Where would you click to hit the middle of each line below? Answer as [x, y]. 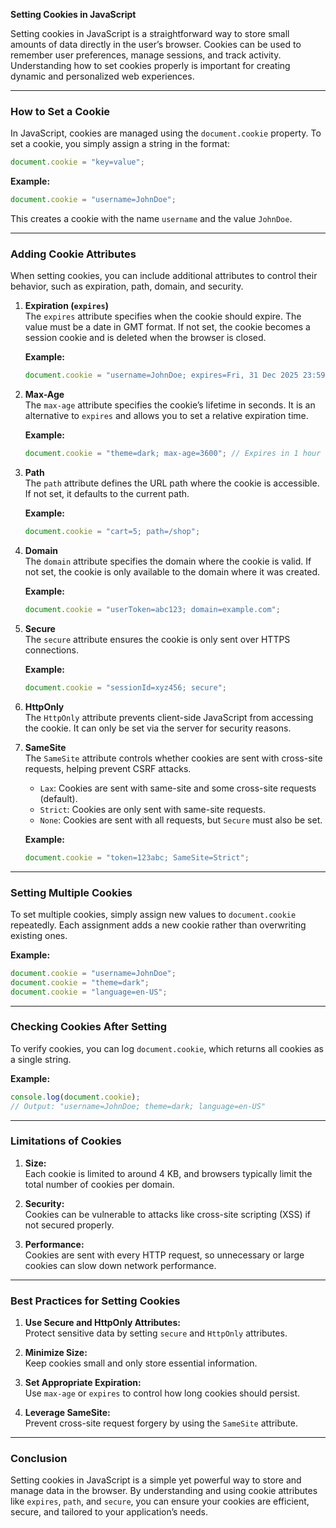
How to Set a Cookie [60, 111]
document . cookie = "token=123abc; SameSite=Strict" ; [137, 857]
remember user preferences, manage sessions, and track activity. [146, 55]
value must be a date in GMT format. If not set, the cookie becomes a [167, 327]
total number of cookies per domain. [99, 1184]
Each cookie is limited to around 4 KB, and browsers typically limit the [168, 1173]
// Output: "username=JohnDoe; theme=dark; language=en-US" [138, 1106]
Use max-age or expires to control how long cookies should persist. [162, 1393]
